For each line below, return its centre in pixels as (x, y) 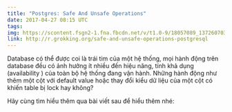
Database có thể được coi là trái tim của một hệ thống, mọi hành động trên (113, 58)
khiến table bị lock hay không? (50, 88)
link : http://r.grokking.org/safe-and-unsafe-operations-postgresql (108, 39)
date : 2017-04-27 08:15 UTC (48, 20)
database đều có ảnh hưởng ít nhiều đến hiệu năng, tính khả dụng (101, 66)
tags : (15, 26)
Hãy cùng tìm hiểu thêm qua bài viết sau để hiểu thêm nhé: (91, 101)
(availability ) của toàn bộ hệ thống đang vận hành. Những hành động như (112, 74)
